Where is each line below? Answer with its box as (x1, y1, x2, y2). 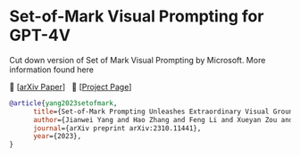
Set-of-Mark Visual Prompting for (9, 6, 264, 27)
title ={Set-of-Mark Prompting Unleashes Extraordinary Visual (32, 107, 270, 116)
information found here (9, 64, 94, 75)
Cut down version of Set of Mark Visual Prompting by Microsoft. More (9, 54, 266, 65)
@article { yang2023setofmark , (9, 98, 118, 108)
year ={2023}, (32, 132, 82, 141)
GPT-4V (9, 25, 71, 45)
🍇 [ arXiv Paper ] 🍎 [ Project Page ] (9, 81, 132, 92)
